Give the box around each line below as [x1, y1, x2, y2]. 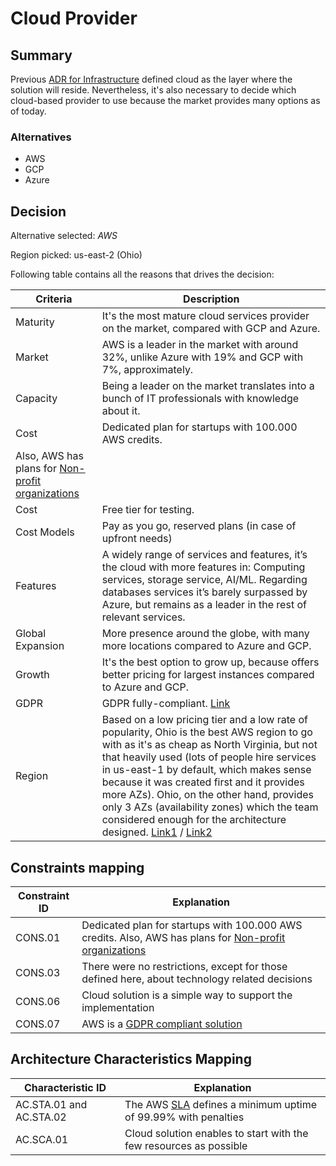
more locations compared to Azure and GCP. [101, 639, 312, 653]
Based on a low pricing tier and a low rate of [101, 713, 308, 727]
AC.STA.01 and [15, 1097, 88, 1111]
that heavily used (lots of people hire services [101, 750, 317, 764]
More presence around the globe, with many [101, 627, 310, 641]
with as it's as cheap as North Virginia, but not [101, 738, 318, 752]
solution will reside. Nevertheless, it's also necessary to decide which [10, 84, 297, 96]
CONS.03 [15, 965, 61, 979]
